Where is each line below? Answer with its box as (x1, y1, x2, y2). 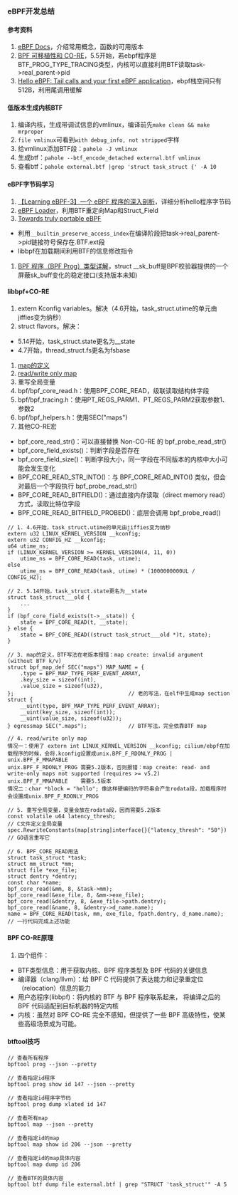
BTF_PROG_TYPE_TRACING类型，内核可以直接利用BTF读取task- (17, 61, 206, 69)
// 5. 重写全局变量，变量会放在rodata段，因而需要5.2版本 (7, 806, 161, 813)
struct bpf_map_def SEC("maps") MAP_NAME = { (7, 664, 144, 671)
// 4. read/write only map (7, 735, 87, 742)
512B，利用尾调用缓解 (17, 85, 82, 94)
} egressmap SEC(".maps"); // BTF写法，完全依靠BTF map (7, 722, 207, 729)
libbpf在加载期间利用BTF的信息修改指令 (17, 246, 134, 255)
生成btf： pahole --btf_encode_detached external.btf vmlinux (17, 153, 201, 162)
